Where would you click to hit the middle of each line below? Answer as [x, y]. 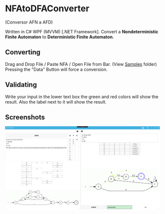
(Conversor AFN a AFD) [29, 22]
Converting [23, 52]
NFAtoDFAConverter [47, 9]
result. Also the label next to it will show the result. [56, 102]
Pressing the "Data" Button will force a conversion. [56, 69]
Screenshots [25, 117]
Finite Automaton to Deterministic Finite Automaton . [59, 37]
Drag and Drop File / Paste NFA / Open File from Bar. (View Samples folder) [81, 64]
